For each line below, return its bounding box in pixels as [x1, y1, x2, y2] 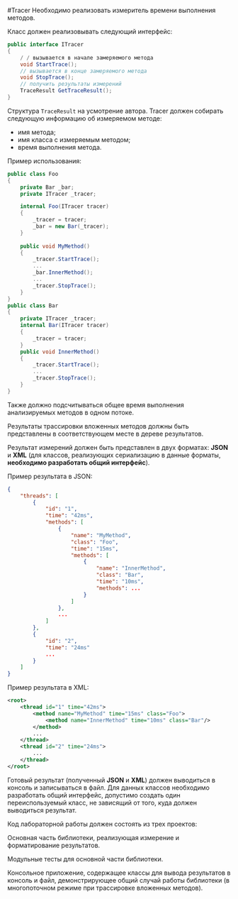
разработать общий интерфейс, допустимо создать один [7, 790, 181, 799]
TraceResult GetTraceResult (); [20, 87, 113, 94]
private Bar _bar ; [20, 184, 74, 191]
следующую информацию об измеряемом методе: [7, 114, 162, 123]
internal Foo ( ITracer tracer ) [20, 203, 110, 210]
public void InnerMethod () [20, 348, 100, 355]
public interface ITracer [7, 41, 84, 48]
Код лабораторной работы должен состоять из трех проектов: [7, 820, 198, 828]
